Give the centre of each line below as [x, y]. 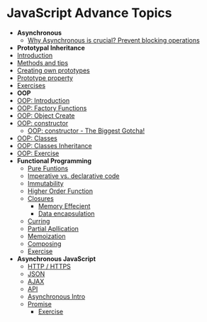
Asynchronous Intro [56, 296]
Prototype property [45, 78]
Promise [40, 304]
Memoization [46, 236]
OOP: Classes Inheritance [55, 145]
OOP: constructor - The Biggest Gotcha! [86, 131]
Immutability [46, 183]
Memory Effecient [64, 206]
